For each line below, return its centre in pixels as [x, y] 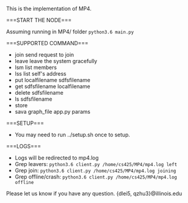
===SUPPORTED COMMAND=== [47, 43]
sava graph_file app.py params [52, 112]
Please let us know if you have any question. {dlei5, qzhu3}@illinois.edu [94, 193]
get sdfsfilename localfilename [52, 86]
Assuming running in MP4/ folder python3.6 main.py [70, 32]
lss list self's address [40, 74]
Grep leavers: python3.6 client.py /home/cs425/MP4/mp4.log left [96, 164]
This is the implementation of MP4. [49, 9]
